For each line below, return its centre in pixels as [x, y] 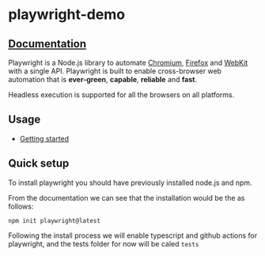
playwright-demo [66, 15]
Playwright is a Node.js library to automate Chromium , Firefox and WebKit [128, 62]
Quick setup [39, 164]
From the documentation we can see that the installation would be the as [127, 198]
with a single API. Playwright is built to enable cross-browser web [115, 71]
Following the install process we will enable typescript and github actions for [133, 235]
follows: [21, 206]
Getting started [44, 138]
